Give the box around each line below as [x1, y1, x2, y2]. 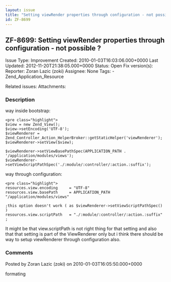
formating [5, 271, 26, 277]
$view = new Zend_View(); [5, 122, 60, 127]
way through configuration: [5, 171, 63, 177]
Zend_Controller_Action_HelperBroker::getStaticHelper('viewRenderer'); [5, 136, 163, 141]
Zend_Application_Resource [5, 73, 64, 80]
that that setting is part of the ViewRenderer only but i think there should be [5, 231, 163, 237]
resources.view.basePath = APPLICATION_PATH [5, 190, 110, 195]
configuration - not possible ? [5, 44, 101, 53]
